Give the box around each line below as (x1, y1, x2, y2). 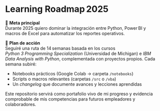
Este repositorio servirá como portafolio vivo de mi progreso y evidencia (5, 91, 153, 97)
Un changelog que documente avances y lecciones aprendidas (12, 81, 142, 87)
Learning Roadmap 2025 (5, 3, 109, 15)
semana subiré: (5, 61, 37, 67)
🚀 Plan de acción (5, 40, 41, 46)
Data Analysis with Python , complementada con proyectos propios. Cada (5, 55, 156, 61)
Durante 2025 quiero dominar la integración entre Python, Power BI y (5, 25, 146, 31)
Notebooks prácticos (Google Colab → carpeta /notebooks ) (12, 70, 134, 76)
